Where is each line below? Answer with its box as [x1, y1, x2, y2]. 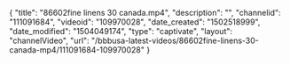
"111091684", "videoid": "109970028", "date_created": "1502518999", [9, 17, 261, 27]
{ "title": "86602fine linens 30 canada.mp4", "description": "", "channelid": [9, 8, 281, 18]
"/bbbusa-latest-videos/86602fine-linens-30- [91, 35, 260, 46]
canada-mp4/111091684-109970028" [9, 45, 145, 55]
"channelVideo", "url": [9, 35, 90, 46]
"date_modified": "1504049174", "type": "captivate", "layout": [9, 26, 233, 36]
